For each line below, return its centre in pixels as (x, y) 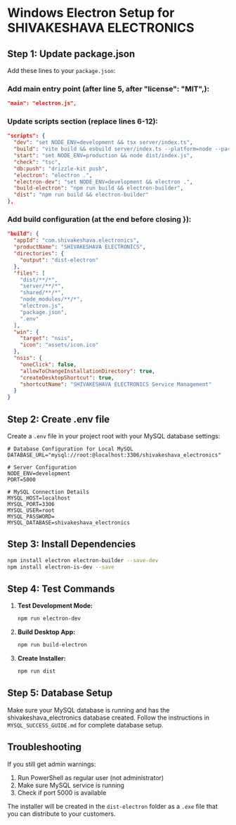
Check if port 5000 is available (62, 793)
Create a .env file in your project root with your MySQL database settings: (114, 436)
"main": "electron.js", (42, 103)
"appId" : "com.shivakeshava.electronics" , (77, 240)
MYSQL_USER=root (31, 510)
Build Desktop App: (46, 632)
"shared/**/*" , (42, 293)
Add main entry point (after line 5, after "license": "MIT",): (108, 89)
